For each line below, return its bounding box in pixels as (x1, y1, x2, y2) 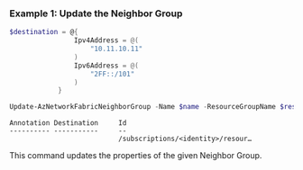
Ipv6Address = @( (73, 61, 140, 70)
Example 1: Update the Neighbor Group (9, 7, 183, 20)
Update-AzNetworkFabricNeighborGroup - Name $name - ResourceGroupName (9, 103, 277, 112)
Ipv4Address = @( (73, 36, 140, 45)
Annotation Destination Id (9, 119, 127, 128)
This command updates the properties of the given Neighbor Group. (9, 150, 262, 161)
